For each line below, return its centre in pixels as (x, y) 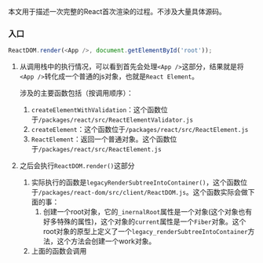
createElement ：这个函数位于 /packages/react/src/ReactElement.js (140, 130)
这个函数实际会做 (221, 192)
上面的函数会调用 (59, 251)
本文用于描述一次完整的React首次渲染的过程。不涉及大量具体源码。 (117, 11)
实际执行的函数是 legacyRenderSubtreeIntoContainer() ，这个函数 (136, 182)
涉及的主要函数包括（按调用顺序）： (76, 93)
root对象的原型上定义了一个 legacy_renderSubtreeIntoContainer (146, 232)
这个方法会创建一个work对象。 (106, 241)
